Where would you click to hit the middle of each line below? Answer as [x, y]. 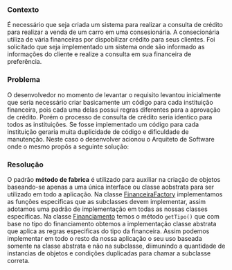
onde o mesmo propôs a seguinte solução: [68, 146]
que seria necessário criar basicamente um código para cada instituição [110, 102]
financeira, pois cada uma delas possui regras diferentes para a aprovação [114, 110]
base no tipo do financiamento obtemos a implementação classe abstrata [112, 223]
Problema [24, 80]
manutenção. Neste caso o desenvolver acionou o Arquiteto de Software [111, 139]
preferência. [25, 62]
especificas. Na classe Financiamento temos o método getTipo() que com [113, 216]
